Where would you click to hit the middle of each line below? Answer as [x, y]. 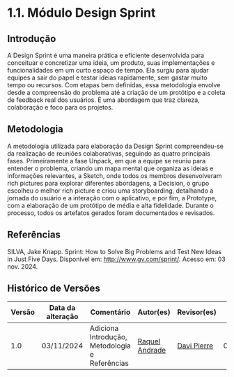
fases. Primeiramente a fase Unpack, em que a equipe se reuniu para [107, 161]
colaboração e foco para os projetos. [60, 107]
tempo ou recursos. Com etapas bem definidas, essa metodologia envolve [114, 85]
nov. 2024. [23, 266]
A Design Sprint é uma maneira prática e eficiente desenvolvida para [106, 55]
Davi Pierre [195, 346]
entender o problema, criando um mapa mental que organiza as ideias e [110, 168]
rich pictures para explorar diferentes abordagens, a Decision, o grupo [108, 183]
